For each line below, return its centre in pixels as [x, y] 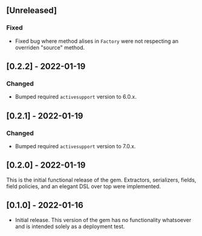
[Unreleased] [32, 11]
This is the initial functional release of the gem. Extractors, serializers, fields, [101, 180]
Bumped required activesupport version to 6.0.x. [76, 97]
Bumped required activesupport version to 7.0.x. [75, 146]
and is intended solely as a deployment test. [70, 226]
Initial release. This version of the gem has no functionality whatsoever [103, 220]
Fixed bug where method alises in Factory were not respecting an [97, 41]
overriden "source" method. [50, 47]
